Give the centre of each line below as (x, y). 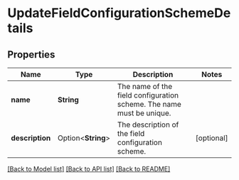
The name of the (145, 86)
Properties (31, 54)
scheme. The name (149, 104)
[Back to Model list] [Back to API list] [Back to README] (89, 169)
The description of (148, 125)
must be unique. (144, 113)
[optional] (212, 138)
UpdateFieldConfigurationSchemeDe (119, 13)
